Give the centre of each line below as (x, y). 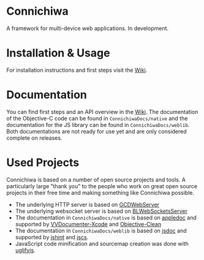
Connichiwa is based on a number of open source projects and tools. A (96, 180)
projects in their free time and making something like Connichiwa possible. (100, 193)
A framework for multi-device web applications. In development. (88, 28)
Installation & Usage (58, 53)
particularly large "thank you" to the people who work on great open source (102, 186)
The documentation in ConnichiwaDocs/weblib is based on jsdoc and (101, 231)
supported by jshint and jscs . (52, 237)
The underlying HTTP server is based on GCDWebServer (87, 204)
